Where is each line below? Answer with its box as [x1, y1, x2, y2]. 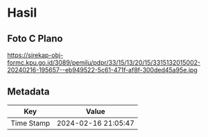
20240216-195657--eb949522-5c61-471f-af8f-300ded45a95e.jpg [7, 66, 198, 74]
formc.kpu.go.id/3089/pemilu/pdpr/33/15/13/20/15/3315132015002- [7, 58, 201, 67]
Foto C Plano [7, 33, 63, 45]
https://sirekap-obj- [7, 51, 64, 59]
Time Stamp [10, 118, 51, 128]
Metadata [7, 86, 50, 98]
